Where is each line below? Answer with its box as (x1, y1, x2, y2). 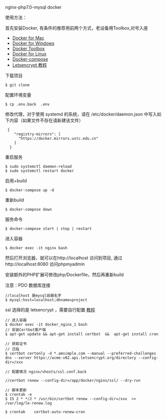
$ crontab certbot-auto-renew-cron (5, 410, 85, 415)
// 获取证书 (5, 341, 27, 346)
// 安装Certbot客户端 (5, 327, 46, 332)
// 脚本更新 (5, 388, 27, 393)
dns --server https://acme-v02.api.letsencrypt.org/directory (5, 355, 136, 360)
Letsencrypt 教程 (12, 62, 47, 68)
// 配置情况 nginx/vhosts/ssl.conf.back (5, 369, 87, 374)
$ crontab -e (5, 392, 32, 397)
